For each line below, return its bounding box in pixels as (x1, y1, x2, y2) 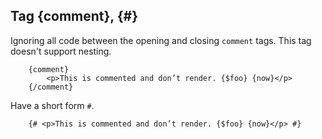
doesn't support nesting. (10, 45, 112, 57)
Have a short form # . (10, 99, 95, 111)
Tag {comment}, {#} (10, 8, 138, 25)
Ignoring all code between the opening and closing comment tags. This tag (10, 34, 312, 46)
